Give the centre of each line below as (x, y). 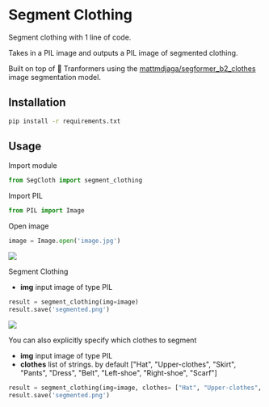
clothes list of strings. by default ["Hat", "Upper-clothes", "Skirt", (128, 364)
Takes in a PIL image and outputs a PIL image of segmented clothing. (123, 52)
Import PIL (25, 196)
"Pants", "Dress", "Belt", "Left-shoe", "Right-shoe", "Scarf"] (118, 372)
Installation (37, 103)
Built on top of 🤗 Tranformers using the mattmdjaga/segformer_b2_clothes (132, 68)
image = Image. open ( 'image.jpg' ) (65, 241)
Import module (33, 166)
